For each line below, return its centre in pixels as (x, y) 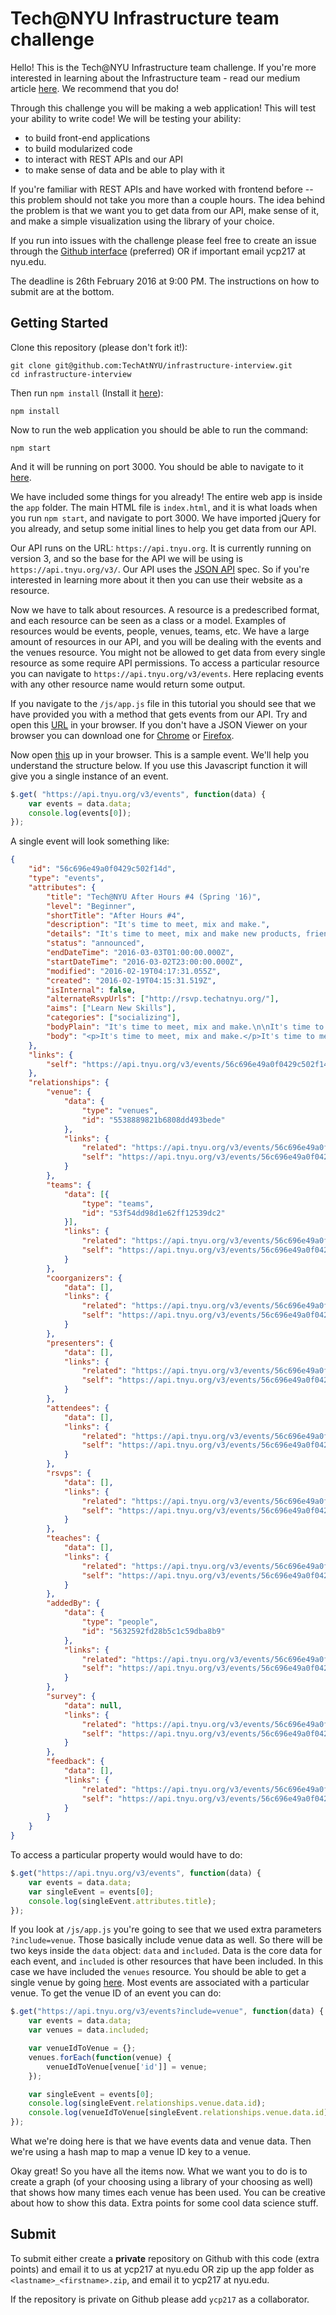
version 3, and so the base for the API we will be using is (126, 558)
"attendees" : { (78, 1408)
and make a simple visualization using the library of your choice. (142, 221)
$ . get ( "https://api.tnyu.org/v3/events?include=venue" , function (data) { (167, 2012)
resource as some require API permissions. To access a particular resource (165, 663)
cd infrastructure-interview (71, 374)
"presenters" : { (80, 1343)
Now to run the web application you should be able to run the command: (159, 429)
